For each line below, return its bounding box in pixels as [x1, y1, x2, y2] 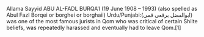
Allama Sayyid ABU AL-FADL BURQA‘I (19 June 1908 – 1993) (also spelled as [6, 5, 197, 12]
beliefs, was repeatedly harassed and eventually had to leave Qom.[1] [6, 24, 181, 31]
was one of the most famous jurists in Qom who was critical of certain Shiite [6, 18, 198, 24]
